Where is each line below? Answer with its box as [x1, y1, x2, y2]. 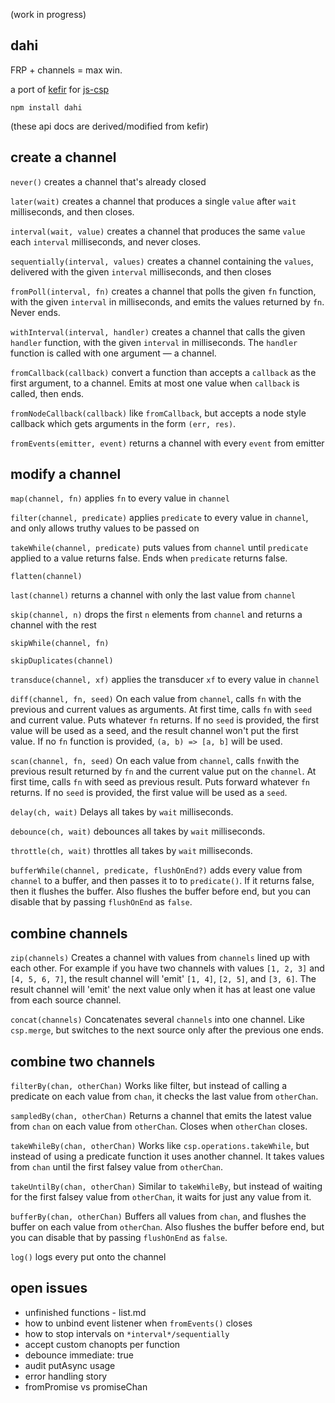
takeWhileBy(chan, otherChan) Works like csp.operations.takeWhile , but [10, 1140, 310, 1152]
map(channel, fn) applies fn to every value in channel [10, 492, 230, 504]
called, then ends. [10, 387, 85, 399]
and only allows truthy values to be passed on [10, 522, 200, 534]
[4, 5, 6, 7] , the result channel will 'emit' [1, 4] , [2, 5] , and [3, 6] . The [10, 973, 317, 985]
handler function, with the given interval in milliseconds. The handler [10, 336, 298, 348]
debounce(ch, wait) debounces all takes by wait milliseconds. [10, 825, 266, 838]
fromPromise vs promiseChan [24, 1380, 148, 1393]
